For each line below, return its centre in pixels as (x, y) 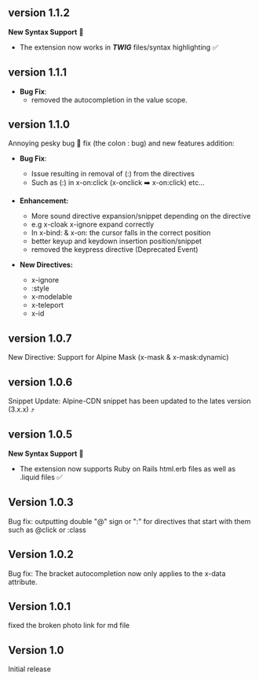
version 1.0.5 (40, 435)
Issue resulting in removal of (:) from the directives (113, 174)
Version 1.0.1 (40, 606)
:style (40, 288)
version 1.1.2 (39, 13)
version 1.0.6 (40, 382)
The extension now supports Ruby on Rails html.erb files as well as (128, 468)
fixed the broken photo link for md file (69, 626)
